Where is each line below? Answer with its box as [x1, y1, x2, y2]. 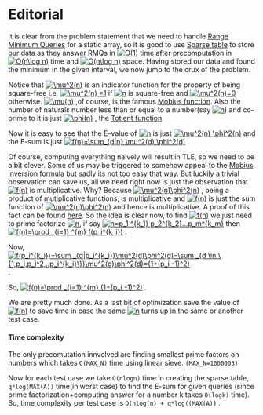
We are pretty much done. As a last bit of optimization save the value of [8, 297, 239, 307]
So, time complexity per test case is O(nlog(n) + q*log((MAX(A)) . [8, 399, 221, 408]
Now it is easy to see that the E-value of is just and [8, 128, 256, 138]
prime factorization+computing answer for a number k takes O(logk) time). [8, 390, 250, 399]
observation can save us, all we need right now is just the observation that [8, 177, 249, 186]
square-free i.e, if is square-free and [8, 88, 188, 97]
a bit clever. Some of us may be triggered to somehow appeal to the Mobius [8, 160, 254, 169]
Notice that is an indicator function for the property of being [8, 80, 241, 89]
